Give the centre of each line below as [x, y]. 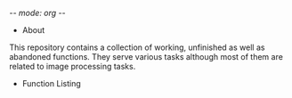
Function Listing [52, 83]
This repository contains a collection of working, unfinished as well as [137, 47]
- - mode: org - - [37, 13]
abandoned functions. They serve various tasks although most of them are [146, 57]
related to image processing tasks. [73, 66]
